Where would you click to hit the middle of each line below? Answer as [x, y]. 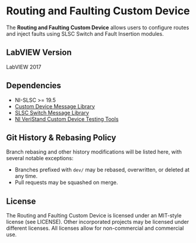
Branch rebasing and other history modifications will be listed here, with [94, 152]
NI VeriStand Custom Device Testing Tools [67, 119]
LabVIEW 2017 [24, 67]
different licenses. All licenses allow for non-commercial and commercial [95, 228]
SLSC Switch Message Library [52, 113]
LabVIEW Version [39, 53]
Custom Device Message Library [55, 106]
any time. [26, 176]
